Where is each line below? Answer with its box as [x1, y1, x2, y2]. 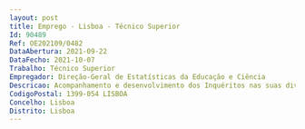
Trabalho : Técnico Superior [9, 64, 116, 74]
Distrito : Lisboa [9, 106, 75, 115]
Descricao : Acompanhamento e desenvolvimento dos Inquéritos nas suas [9, 81, 282, 90]
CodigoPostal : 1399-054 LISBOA [9, 89, 128, 98]
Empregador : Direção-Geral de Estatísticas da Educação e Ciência [9, 73, 266, 82]
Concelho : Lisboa [9, 97, 75, 107]
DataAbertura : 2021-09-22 [9, 47, 107, 56]
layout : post [9, 13, 59, 23]
